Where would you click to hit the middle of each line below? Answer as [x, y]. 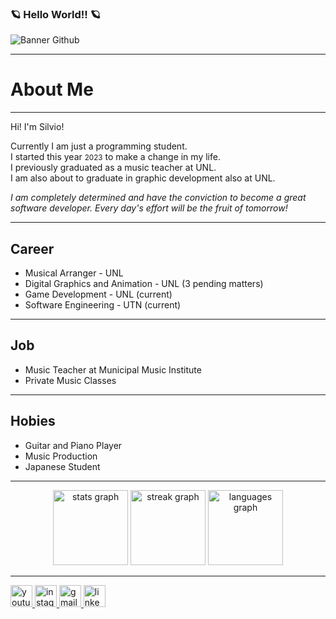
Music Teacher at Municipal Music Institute [113, 369]
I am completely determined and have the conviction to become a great [158, 198]
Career [32, 248]
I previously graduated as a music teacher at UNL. [113, 168]
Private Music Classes [70, 380]
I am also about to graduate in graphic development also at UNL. [143, 178]
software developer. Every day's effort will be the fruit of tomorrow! [149, 208]
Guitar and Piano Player [73, 445]
